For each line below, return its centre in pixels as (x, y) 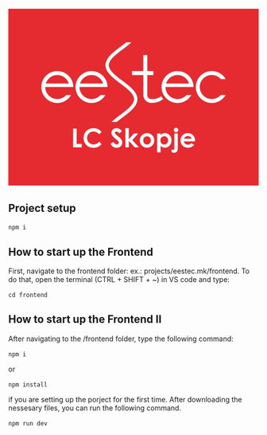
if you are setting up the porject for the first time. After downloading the (125, 399)
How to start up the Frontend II (85, 319)
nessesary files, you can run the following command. (95, 408)
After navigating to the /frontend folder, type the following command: (121, 339)
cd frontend (28, 295)
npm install (28, 384)
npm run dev (28, 423)
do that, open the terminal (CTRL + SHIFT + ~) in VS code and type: (119, 279)
